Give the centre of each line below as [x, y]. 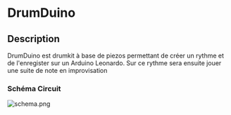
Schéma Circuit [34, 88]
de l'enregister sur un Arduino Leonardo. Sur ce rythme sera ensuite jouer [114, 63]
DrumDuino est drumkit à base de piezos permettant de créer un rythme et [115, 55]
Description [33, 39]
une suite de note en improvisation [57, 70]
